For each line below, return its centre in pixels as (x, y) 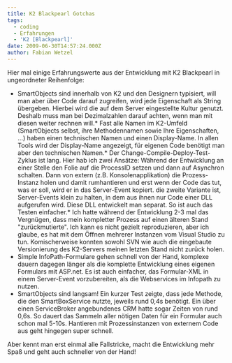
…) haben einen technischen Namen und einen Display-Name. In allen (118, 138)
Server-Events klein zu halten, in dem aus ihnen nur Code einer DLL (115, 197)
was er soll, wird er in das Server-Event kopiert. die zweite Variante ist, (119, 190)
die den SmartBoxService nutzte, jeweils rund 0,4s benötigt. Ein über (117, 301)
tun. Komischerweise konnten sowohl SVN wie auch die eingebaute (114, 242)
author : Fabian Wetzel (40, 53)
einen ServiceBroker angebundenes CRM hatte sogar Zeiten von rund (118, 309)
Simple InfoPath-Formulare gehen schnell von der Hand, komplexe (113, 256)
